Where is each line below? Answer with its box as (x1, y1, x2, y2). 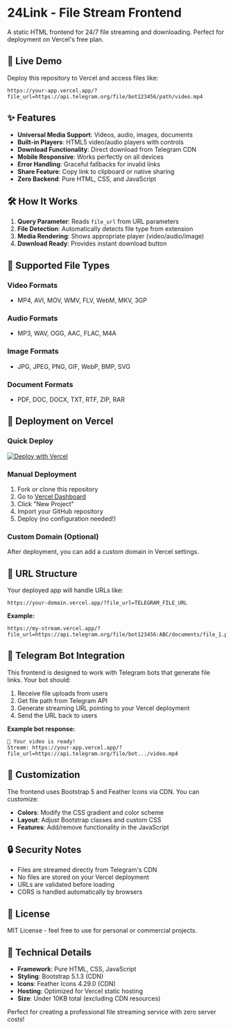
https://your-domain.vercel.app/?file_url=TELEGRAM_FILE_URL (7, 600, 188, 607)
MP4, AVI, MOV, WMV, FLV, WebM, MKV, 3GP (17, 296, 148, 304)
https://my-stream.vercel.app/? (7, 625, 101, 632)
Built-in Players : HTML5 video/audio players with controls (17, 137, 184, 146)
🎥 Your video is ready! (7, 738, 76, 745)
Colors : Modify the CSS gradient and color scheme (17, 808, 164, 816)
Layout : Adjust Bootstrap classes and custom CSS (17, 815, 162, 824)
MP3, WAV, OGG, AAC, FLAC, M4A (17, 329, 116, 338)
